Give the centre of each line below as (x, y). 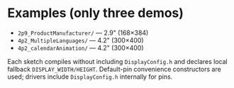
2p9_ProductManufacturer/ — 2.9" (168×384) (83, 33)
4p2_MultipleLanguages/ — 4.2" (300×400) (80, 40)
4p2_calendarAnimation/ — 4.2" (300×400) (80, 48)
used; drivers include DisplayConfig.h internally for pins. (90, 77)
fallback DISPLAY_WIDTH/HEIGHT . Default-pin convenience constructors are (114, 69)
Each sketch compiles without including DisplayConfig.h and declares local (118, 61)
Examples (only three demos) (96, 13)
